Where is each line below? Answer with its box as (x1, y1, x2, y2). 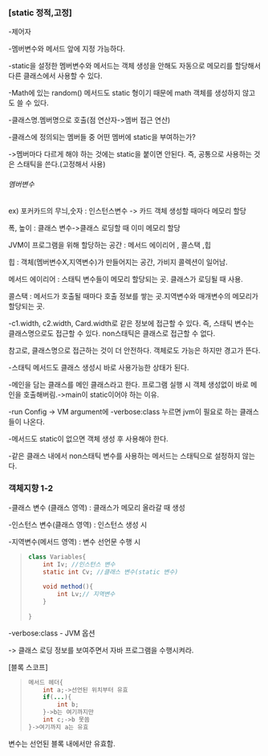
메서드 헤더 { (27, 678, 63, 686)
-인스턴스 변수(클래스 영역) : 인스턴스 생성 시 (8, 520, 148, 529)
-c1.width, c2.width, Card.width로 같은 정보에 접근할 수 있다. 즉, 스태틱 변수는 (8, 318, 254, 328)
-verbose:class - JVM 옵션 (8, 628, 95, 638)
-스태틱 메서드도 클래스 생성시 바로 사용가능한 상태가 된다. (8, 362, 190, 372)
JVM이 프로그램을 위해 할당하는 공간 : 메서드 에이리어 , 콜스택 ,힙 (8, 239, 211, 250)
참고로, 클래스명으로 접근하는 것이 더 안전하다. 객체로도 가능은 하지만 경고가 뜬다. (8, 345, 261, 355)
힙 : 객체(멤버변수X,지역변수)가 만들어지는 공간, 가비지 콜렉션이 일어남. (8, 257, 228, 267)
